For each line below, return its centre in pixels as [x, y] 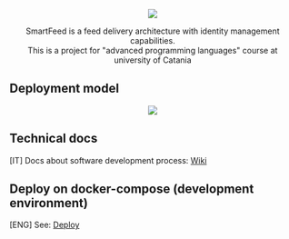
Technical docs [54, 139]
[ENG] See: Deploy [45, 225]
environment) [49, 203]
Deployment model [65, 89]
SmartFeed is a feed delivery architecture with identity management [153, 31]
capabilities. [153, 40]
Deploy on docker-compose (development [132, 189]
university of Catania [153, 60]
